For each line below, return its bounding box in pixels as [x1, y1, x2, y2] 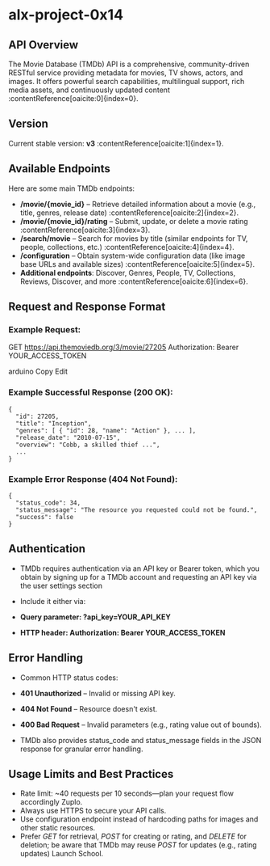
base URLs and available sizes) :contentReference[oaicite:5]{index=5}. [19, 259, 255, 268]
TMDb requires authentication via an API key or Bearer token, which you [19, 564, 260, 573]
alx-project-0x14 [8, 6, 123, 24]
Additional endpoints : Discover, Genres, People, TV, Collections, [19, 268, 236, 277]
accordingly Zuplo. [19, 797, 83, 807]
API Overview [8, 38, 79, 52]
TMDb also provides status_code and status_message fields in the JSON [19, 735, 262, 745]
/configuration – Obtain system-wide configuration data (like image [19, 251, 246, 260]
